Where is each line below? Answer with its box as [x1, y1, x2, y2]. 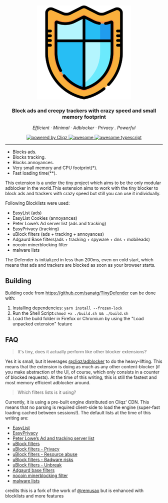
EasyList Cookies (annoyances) [12, 215, 77, 221]
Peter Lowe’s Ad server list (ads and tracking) [12, 221, 106, 227]
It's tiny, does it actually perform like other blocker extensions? [17, 348, 147, 354]
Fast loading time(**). [12, 170, 57, 176]
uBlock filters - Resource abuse [12, 451, 77, 457]
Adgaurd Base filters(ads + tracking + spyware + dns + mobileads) [12, 236, 150, 243]
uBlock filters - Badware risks [12, 456, 73, 462]
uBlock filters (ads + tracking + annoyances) [12, 231, 104, 237]
